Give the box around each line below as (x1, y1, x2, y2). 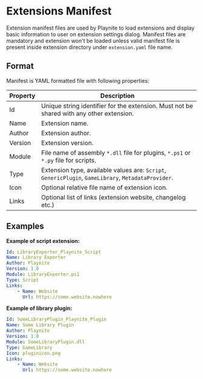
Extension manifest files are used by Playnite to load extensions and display (6, 24, 195, 31)
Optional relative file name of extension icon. (41, 183, 168, 192)
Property (9, 91, 36, 100)
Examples (6, 221, 44, 232)
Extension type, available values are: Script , (41, 166, 167, 174)
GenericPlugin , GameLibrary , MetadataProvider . (41, 173, 173, 182)
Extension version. (41, 138, 94, 147)
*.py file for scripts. (41, 156, 97, 164)
